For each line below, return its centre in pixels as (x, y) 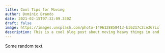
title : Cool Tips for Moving (35, 9)
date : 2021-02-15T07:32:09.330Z (38, 18)
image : (12, 28)
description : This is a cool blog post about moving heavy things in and (82, 32)
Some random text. (25, 46)
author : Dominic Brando (29, 14)
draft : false (18, 23)
